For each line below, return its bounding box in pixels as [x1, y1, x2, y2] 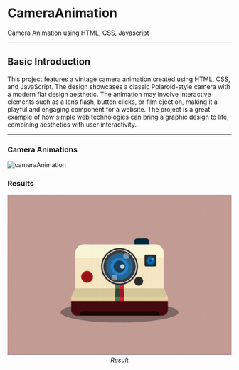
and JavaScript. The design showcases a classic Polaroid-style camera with [7, 82, 230, 90]
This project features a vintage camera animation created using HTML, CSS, [7, 75, 231, 83]
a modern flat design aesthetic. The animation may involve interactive [7, 90, 211, 98]
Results [7, 178, 34, 188]
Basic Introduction [7, 55, 91, 68]
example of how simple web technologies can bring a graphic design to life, [7, 112, 229, 121]
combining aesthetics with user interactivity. [7, 120, 137, 129]
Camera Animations [7, 144, 78, 154]
